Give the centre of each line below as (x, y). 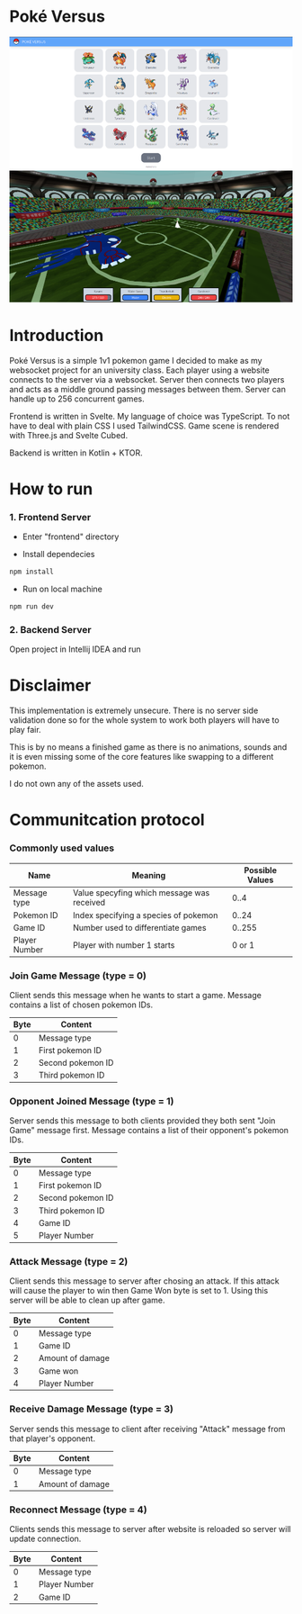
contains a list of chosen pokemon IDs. (81, 1005)
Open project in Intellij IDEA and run (75, 649)
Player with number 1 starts (124, 945)
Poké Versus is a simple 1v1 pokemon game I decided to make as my (136, 360)
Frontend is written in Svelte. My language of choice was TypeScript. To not (150, 416)
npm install (31, 572)
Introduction (57, 335)
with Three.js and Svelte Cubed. (69, 435)
